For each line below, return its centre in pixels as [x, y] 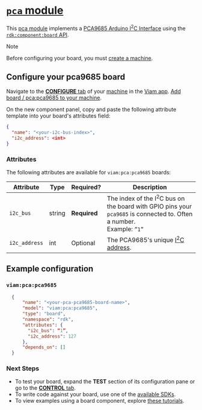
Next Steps [23, 368]
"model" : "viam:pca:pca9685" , [60, 308]
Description [150, 188]
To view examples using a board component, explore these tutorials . [99, 401]
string [57, 213]
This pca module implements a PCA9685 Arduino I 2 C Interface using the [96, 28]
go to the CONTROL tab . [45, 388]
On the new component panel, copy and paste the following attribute [91, 110]
